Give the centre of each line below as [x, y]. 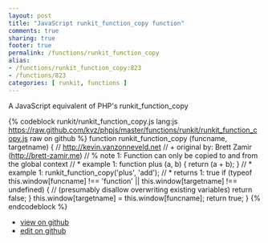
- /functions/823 [37, 75]
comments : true [34, 30]
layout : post [30, 16]
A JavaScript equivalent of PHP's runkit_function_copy [98, 106]
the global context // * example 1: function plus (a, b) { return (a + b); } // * [130, 164]
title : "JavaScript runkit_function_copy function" [96, 23]
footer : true [30, 46]
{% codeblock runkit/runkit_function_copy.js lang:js [93, 121]
